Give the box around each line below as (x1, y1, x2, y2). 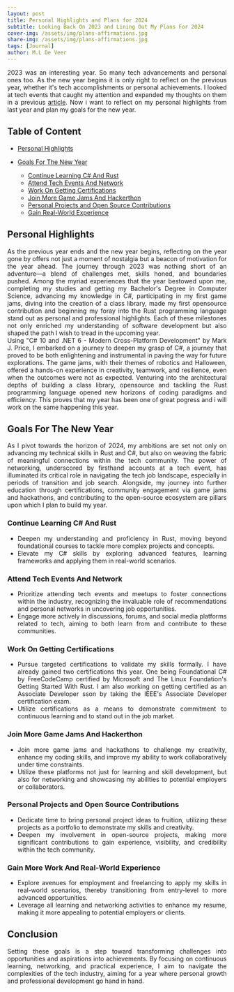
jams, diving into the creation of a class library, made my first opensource (7, 299, 227, 307)
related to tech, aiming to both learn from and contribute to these (17, 619, 227, 628)
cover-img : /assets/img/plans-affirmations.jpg (7, 29, 148, 37)
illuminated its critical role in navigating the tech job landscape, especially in (7, 471, 227, 480)
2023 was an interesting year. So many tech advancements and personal (7, 68, 227, 77)
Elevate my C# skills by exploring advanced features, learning (17, 549, 227, 557)
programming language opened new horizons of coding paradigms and (7, 388, 227, 397)
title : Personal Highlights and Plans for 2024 (7, 17, 148, 24)
